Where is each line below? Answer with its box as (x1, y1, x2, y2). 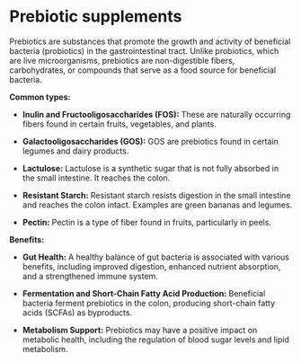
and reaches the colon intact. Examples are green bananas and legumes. (22, 199, 293, 210)
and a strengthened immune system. (22, 270, 159, 281)
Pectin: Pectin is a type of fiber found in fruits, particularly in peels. (22, 216, 272, 227)
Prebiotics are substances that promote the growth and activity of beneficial (9, 36, 291, 47)
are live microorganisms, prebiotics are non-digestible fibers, (9, 55, 235, 66)
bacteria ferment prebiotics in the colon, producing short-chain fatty (22, 297, 276, 308)
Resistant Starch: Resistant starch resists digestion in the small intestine (22, 190, 291, 200)
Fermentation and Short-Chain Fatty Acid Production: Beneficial (22, 287, 266, 298)
